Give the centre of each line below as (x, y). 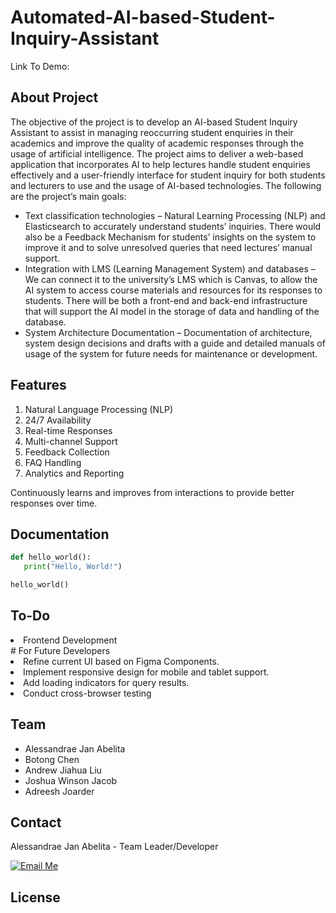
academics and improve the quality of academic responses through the (157, 143)
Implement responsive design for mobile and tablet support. (146, 672)
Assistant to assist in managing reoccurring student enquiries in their (152, 132)
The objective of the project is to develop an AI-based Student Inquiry (154, 122)
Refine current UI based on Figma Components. (121, 661)
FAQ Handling (53, 462)
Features (38, 385)
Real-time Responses (68, 430)
